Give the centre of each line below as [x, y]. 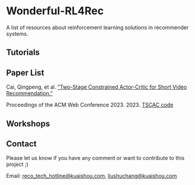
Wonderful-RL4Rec [55, 11]
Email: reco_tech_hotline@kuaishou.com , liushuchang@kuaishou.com [92, 176]
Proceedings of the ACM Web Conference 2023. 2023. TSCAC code [90, 105]
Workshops [28, 123]
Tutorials [23, 53]
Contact [21, 144]
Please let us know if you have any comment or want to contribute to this [95, 158]
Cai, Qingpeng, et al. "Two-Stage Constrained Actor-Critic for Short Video [97, 87]
